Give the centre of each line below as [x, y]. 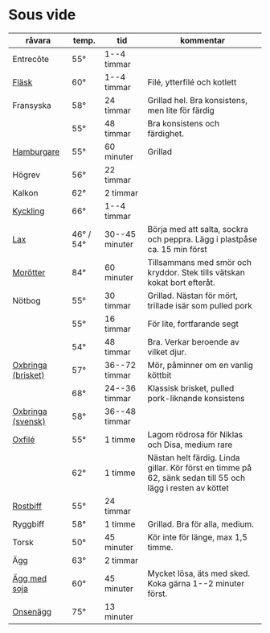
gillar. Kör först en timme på [199, 467]
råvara [38, 40]
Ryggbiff [29, 523]
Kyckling [29, 211]
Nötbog [27, 300]
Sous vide [42, 15]
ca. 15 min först [177, 249]
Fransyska [32, 105]
